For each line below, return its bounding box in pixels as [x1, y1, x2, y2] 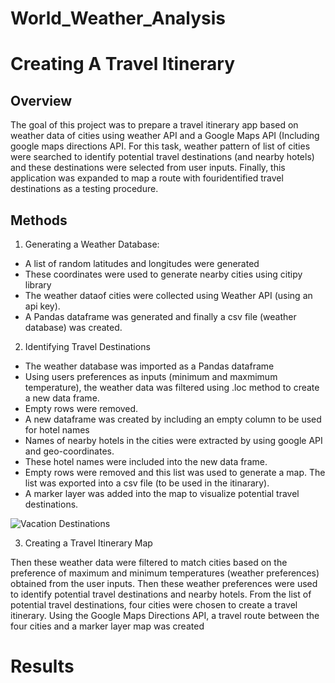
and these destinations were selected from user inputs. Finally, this [10, 162, 286, 174]
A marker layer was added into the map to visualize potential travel [24, 488, 300, 499]
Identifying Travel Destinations [24, 341, 151, 352]
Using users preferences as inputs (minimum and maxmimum [24, 371, 278, 382]
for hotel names [24, 424, 90, 436]
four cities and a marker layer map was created [10, 620, 205, 632]
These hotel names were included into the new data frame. [24, 456, 268, 467]
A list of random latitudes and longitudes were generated [24, 258, 260, 269]
